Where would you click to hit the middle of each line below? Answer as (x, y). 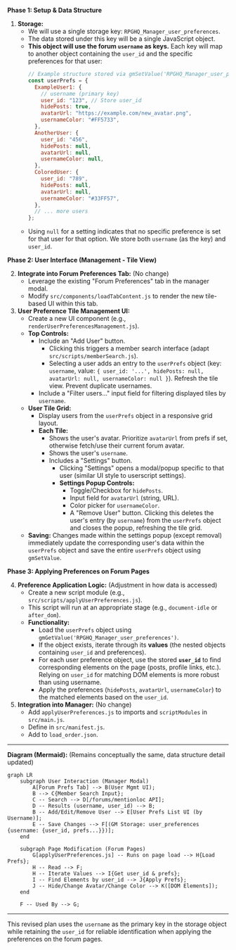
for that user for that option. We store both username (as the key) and (127, 239)
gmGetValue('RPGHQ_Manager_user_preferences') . (109, 638)
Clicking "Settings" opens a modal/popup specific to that (142, 468)
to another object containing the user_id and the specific (110, 53)
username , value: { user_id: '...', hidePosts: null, (126, 371)
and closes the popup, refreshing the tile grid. (136, 528)
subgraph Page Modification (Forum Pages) (83, 849)
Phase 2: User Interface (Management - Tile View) (82, 260)
